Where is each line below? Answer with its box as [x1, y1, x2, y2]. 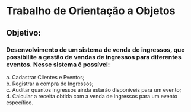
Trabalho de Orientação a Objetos [6, 4, 176, 18]
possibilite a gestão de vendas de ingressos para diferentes [6, 53, 182, 61]
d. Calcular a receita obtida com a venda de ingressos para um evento [6, 92, 178, 100]
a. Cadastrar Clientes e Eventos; [6, 73, 85, 81]
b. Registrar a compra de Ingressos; [6, 80, 94, 87]
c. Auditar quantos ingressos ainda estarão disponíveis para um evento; [6, 86, 182, 93]
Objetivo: [6, 28, 42, 38]
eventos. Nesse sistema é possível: [6, 60, 110, 69]
